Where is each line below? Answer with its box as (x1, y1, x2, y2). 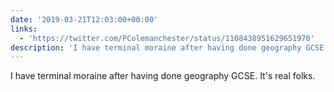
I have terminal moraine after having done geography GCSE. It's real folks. (10, 70, 316, 82)
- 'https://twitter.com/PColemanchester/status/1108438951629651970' (19, 33, 315, 43)
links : (10, 24, 38, 34)
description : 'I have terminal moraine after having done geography (10, 42, 302, 53)
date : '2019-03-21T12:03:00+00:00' (10, 14, 159, 25)
